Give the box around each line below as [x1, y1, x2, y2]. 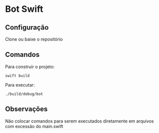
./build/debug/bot [5, 91, 43, 96]
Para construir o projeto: [5, 63, 55, 70]
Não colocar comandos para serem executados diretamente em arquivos [5, 118, 155, 124]
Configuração [5, 23, 49, 32]
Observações [5, 105, 48, 113]
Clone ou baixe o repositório [5, 36, 63, 42]
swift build [5, 73, 30, 78]
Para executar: [5, 82, 35, 88]
